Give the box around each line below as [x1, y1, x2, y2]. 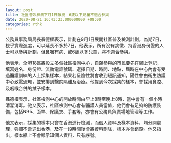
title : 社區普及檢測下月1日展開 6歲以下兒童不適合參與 [5, 12, 109, 17]
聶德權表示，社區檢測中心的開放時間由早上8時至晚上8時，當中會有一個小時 [5, 96, 163, 102]
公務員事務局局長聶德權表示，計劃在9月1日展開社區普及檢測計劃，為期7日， [5, 36, 164, 42]
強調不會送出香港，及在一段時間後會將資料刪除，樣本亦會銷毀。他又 [14, 126, 157, 132]
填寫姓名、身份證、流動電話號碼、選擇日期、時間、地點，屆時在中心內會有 [5, 66, 161, 72]
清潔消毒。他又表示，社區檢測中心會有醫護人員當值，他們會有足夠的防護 [5, 102, 157, 108]
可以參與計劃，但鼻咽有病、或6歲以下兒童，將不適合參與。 [9, 49, 133, 55]
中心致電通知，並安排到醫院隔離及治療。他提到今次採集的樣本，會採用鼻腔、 [5, 79, 166, 85]
